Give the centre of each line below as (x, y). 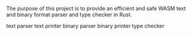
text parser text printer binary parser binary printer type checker (85, 26)
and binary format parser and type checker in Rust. (69, 15)
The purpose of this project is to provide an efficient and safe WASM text (96, 8)
